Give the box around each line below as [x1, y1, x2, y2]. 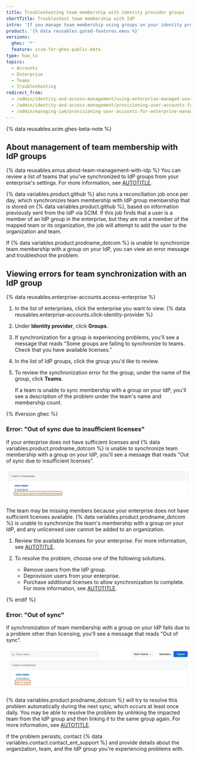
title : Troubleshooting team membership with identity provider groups [6, 9, 185, 15]
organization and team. [6, 228, 62, 235]
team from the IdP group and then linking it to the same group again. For [6, 715, 181, 722]
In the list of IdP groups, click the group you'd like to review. [14, 358, 159, 365]
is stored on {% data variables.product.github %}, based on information [6, 203, 179, 210]
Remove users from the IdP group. [23, 566, 107, 573]
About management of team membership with [6, 142, 178, 152]
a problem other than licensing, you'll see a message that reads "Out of [6, 630, 178, 637]
